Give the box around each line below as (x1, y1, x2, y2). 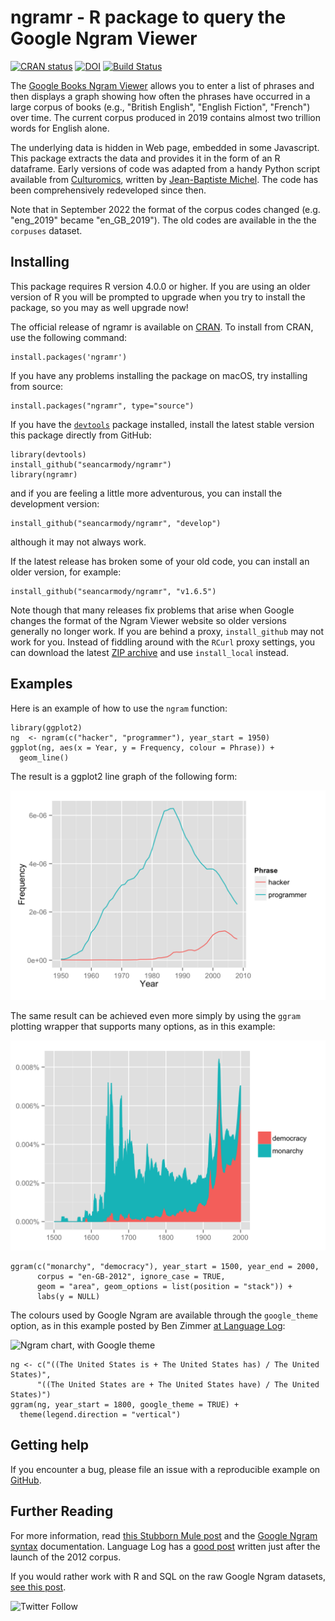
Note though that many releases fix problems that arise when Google (10, 604, 295, 616)
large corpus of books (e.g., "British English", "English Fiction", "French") (10, 101, 311, 113)
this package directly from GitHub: (10, 429, 152, 441)
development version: (10, 497, 100, 510)
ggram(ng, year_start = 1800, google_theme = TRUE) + (10, 1399, 240, 1410)
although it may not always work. (10, 536, 147, 548)
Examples (10, 676, 73, 693)
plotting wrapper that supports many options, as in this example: (10, 1021, 276, 1033)
